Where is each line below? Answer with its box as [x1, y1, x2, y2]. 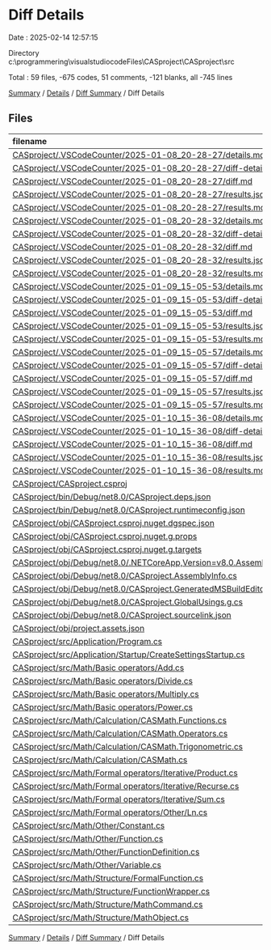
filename [12, 135, 48, 146]
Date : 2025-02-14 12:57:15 [8, 32, 98, 42]
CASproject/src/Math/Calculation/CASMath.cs [12, 754, 188, 766]
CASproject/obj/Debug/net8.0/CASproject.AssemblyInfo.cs [12, 570, 238, 581]
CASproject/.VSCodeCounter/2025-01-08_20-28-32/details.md [12, 214, 265, 226]
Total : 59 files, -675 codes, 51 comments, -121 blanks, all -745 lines [8, 72, 233, 82]
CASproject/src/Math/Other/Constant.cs [12, 820, 165, 831]
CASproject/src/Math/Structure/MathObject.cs [12, 912, 190, 923]
